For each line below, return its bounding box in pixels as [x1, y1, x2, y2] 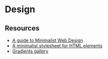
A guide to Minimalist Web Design [12, 37, 84, 43]
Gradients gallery [12, 48, 49, 54]
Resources [5, 24, 40, 33]
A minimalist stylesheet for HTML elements [12, 43, 103, 49]
